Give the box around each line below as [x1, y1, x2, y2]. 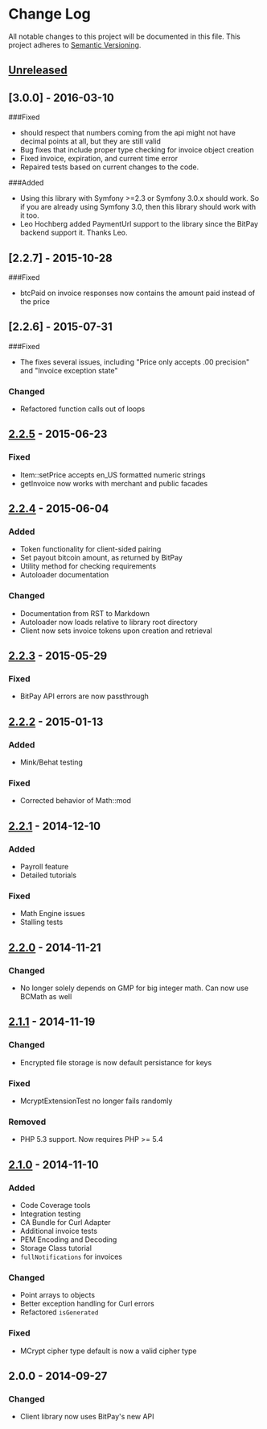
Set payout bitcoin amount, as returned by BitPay [19, 553, 183, 563]
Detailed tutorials [19, 870, 77, 880]
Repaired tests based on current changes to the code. [19, 162, 199, 172]
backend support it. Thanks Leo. [19, 227, 128, 238]
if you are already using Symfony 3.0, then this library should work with [19, 202, 257, 212]
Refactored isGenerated [19, 1307, 99, 1317]
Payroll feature [19, 862, 69, 872]
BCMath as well [19, 992, 72, 1002]
